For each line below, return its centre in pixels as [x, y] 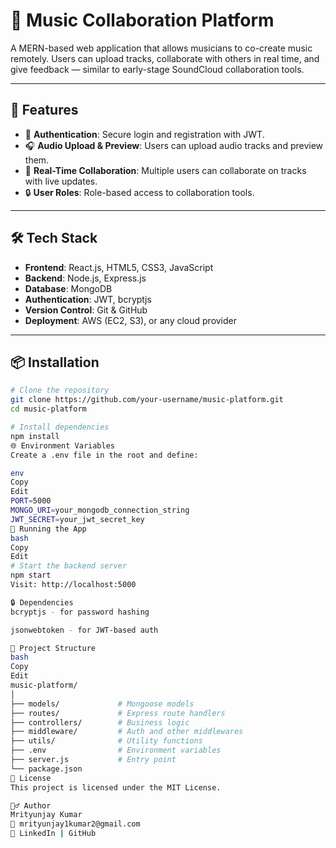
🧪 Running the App [48, 529]
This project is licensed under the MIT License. [116, 787]
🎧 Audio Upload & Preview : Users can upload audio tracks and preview [174, 145]
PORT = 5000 [31, 501]
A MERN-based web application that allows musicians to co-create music [161, 48]
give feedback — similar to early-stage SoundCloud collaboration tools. [157, 69]
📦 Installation [55, 362]
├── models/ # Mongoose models [102, 704]
